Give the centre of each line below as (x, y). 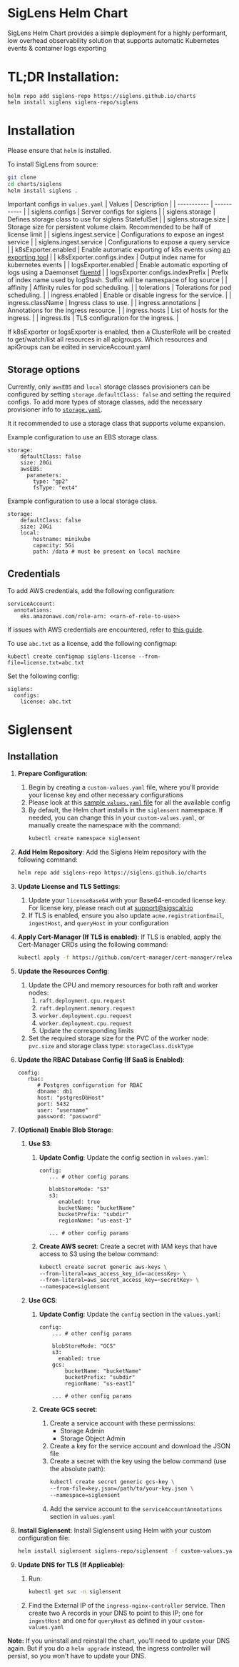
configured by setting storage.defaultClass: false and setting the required (119, 394)
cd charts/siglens (35, 184)
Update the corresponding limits (86, 1030)
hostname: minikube (62, 539)
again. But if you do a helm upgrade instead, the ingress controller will (109, 1648)
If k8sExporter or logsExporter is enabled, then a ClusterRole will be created (119, 332)
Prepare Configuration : (52, 774)
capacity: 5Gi (54, 546)
